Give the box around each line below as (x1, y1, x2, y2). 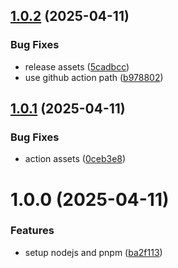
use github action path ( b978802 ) (24, 71, 164, 83)
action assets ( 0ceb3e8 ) (24, 153, 127, 165)
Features (10, 224, 55, 238)
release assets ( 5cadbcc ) (24, 60, 130, 73)
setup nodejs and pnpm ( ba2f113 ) (24, 246, 163, 258)
